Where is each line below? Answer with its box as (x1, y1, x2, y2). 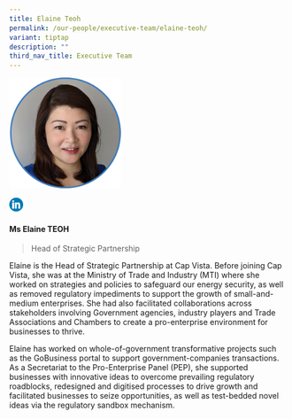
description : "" (9, 43, 69, 51)
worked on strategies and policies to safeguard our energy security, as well (9, 279, 284, 290)
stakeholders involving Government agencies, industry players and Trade (9, 307, 276, 318)
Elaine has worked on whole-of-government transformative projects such (9, 344, 277, 354)
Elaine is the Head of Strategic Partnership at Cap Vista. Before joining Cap (9, 260, 282, 271)
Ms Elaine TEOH (9, 223, 69, 234)
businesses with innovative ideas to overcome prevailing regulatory (9, 372, 255, 383)
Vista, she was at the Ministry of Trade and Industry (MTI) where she (9, 270, 260, 281)
